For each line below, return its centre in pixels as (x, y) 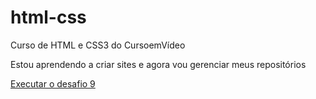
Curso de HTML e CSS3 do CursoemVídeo (98, 45)
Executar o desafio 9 (53, 83)
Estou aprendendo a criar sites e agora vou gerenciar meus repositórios (158, 64)
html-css (48, 17)
